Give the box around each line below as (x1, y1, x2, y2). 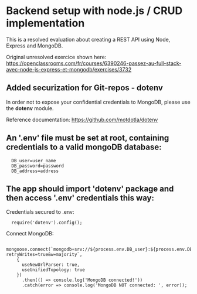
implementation (6, 16, 85, 30)
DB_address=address (11, 168, 59, 174)
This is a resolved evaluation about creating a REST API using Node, (6, 36, 171, 43)
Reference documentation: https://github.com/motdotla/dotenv (6, 116, 158, 123)
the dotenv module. (6, 104, 54, 112)
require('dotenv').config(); (11, 220, 83, 226)
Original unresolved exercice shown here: (6, 53, 107, 60)
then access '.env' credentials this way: (6, 193, 154, 203)
